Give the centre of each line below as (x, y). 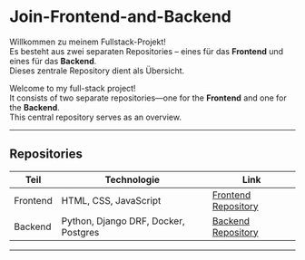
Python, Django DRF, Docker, (123, 221)
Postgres (80, 232)
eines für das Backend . (53, 61)
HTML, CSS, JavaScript (111, 200)
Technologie (133, 179)
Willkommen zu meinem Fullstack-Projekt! (88, 42)
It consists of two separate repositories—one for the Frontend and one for (148, 98)
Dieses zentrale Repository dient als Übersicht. (97, 71)
